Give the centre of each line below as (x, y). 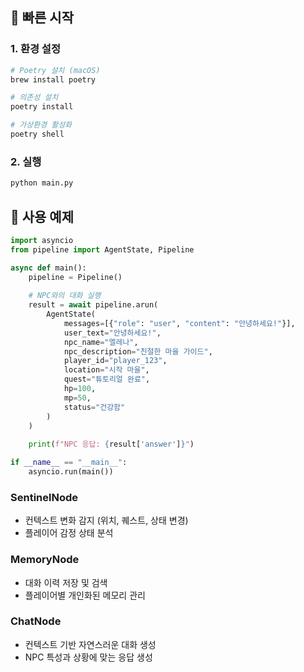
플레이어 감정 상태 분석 (69, 533)
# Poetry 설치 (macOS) (55, 70)
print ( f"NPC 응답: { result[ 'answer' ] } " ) (111, 444)
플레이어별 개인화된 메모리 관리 (85, 595)
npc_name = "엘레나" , (101, 342)
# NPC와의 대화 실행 (65, 296)
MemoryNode (45, 560)
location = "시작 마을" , (106, 370)
